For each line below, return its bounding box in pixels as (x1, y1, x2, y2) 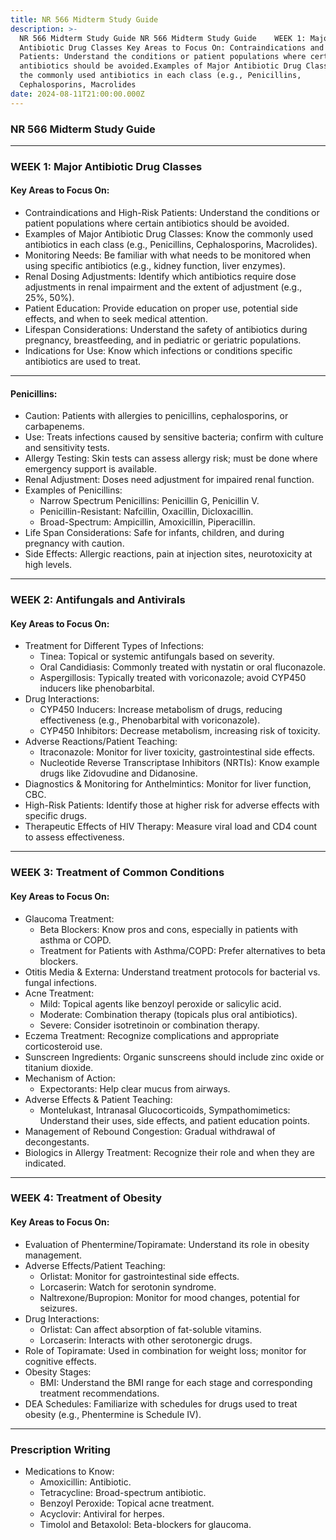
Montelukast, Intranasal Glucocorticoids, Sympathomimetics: (39, 1104, 291, 1116)
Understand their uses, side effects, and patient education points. (39, 1114, 310, 1126)
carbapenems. (24, 421, 85, 433)
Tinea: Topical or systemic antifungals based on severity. (39, 651, 275, 663)
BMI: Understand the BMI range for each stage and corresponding (39, 1376, 313, 1388)
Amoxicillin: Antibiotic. (39, 1476, 132, 1488)
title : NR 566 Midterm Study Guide (10, 14, 159, 25)
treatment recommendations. (39, 1387, 160, 1399)
